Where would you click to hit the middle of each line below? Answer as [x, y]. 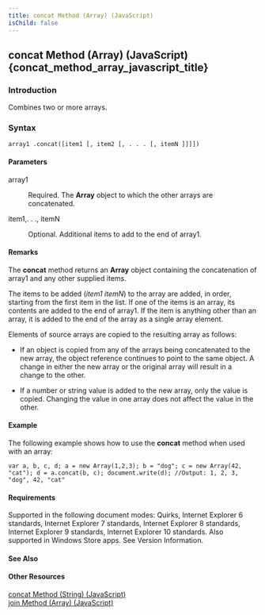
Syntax [22, 128]
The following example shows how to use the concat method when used [127, 443]
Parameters [28, 162]
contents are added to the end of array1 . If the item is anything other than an [132, 310]
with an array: [30, 452]
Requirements [32, 498]
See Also [23, 558]
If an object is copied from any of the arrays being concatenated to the [135, 349]
